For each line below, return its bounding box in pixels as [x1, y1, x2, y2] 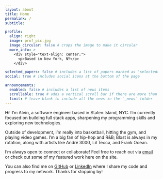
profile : [5, 30, 23, 34]
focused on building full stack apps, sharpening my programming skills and [5, 115, 155, 120]
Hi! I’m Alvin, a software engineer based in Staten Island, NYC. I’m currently [5, 109, 156, 115]
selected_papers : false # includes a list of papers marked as [5, 70, 136, 75]
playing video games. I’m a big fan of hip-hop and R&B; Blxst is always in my [5, 134, 158, 140]
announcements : [5, 83, 36, 88]
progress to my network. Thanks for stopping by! [5, 168, 103, 174]
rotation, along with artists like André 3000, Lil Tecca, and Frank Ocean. [5, 139, 148, 145]
